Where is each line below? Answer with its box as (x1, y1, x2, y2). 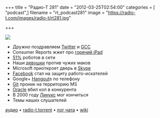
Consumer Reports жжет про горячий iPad (12, 49, 103, 55)
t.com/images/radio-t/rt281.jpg (5, 15, 69, 21)
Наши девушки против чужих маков (12, 60, 91, 66)
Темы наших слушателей (12, 97, 67, 103)
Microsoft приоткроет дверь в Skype (12, 65, 91, 71)
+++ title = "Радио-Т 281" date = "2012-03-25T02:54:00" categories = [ (5, 5, 155, 10)
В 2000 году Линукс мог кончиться (12, 92, 89, 97)
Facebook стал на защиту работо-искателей (12, 70, 108, 76)
